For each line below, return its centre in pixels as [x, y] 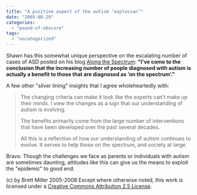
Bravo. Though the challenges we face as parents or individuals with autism [98, 156]
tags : [13, 33]
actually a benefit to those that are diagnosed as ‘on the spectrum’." [91, 74]
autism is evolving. [43, 110]
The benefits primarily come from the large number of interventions [102, 121]
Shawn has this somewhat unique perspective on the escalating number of [97, 56]
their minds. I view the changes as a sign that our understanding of [101, 103]
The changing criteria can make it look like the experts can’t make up [104, 97]
